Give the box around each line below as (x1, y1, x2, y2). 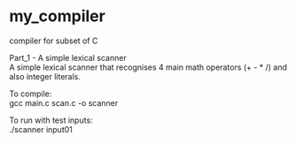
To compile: (9, 88, 52, 99)
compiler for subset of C (9, 35, 98, 46)
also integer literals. (9, 71, 82, 81)
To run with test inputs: (9, 115, 93, 125)
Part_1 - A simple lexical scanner (9, 52, 127, 63)
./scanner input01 (9, 124, 73, 134)
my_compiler (9, 6, 106, 26)
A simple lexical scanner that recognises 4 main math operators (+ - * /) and (9, 62, 288, 72)
